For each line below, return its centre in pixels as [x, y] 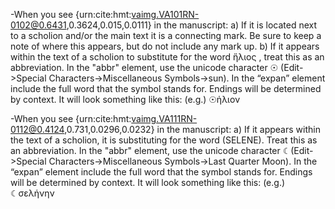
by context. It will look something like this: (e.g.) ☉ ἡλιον [125, 99]
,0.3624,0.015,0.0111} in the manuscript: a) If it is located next [192, 25]
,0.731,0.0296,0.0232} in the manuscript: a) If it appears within [192, 129]
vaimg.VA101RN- [165, 14]
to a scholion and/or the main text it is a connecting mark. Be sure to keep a [166, 35]
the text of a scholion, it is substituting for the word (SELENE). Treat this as [164, 140]
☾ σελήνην [32, 193]
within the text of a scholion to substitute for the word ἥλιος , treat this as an [167, 57]
